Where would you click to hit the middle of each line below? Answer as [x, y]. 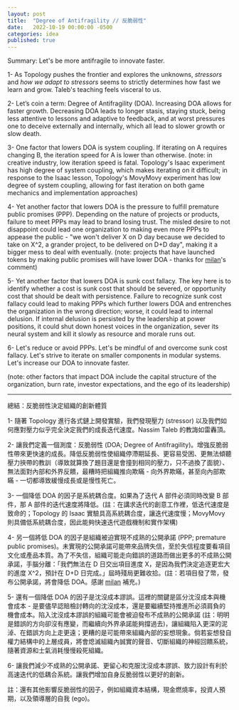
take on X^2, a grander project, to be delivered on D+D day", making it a [113, 245]
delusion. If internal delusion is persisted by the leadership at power [107, 319]
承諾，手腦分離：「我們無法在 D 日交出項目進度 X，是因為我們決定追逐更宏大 [119, 564]
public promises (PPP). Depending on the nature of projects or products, [113, 214]
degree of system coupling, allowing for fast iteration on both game [106, 185]
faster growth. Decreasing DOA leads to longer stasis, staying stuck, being [116, 111]
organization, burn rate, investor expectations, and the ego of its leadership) [119, 385]
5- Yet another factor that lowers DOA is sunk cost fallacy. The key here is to [119, 281]
